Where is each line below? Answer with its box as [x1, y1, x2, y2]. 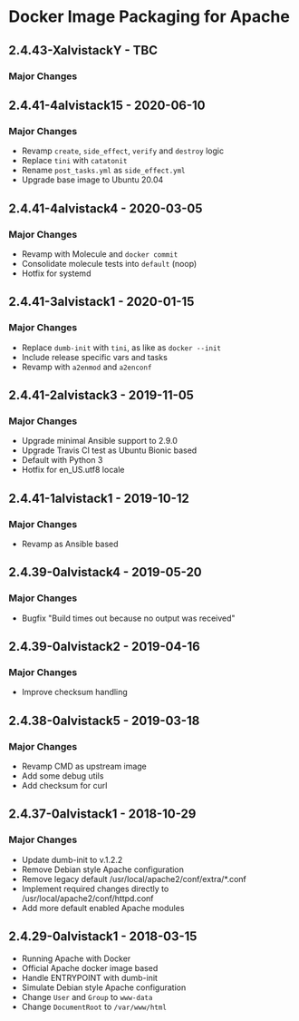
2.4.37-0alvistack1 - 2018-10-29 [8, 806, 197, 822]
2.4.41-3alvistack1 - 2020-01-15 [8, 294, 195, 309]
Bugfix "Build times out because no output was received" [21, 613, 236, 623]
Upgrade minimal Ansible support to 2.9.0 [21, 436, 178, 447]
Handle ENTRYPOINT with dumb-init [21, 972, 158, 983]
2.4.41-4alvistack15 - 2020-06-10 [8, 97, 206, 113]
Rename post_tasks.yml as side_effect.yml [21, 165, 187, 176]
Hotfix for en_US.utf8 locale [21, 465, 125, 476]
